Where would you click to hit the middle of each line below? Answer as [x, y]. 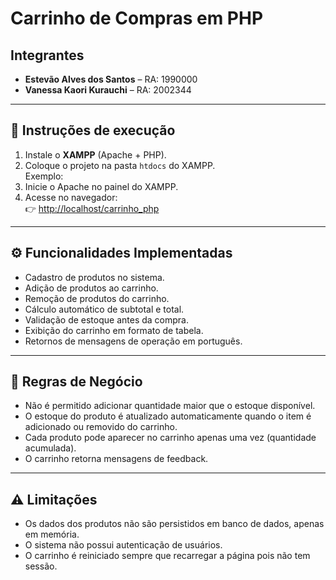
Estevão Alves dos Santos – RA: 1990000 [111, 79]
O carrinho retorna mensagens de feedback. [116, 459]
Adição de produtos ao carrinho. [91, 288]
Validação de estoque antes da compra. [106, 319]
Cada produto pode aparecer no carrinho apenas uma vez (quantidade [170, 438]
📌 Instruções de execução [93, 130]
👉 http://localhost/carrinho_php [92, 208]
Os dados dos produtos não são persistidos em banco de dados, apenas [174, 524]
